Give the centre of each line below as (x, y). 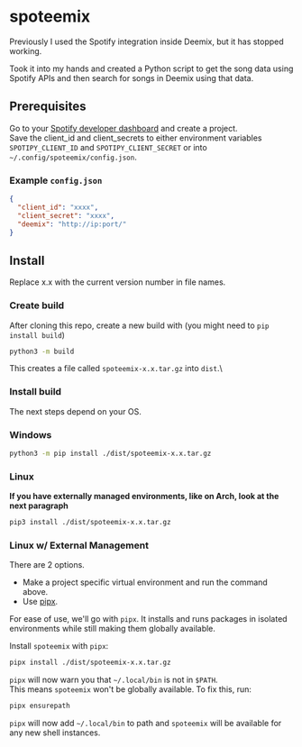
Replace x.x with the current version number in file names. (118, 282)
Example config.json (56, 180)
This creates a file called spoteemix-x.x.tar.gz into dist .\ (116, 369)
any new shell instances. (55, 733)
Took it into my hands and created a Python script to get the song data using (151, 68)
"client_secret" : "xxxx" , (66, 215)
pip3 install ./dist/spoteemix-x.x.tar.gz (90, 523)
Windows (31, 434)
